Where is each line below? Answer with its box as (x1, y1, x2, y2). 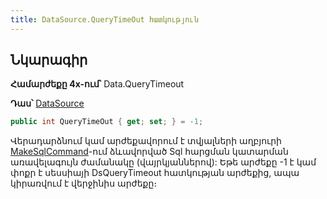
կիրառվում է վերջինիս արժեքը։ (10, 177, 158, 190)
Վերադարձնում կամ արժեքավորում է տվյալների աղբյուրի (10, 135, 282, 147)
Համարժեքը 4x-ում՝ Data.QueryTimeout (10, 78, 185, 90)
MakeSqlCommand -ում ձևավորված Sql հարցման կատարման (10, 146, 289, 158)
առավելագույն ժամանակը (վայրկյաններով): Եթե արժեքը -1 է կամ (10, 156, 317, 168)
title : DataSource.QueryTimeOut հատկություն (10, 14, 199, 25)
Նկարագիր (10, 52, 88, 69)
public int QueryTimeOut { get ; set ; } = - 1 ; (10, 117, 204, 127)
